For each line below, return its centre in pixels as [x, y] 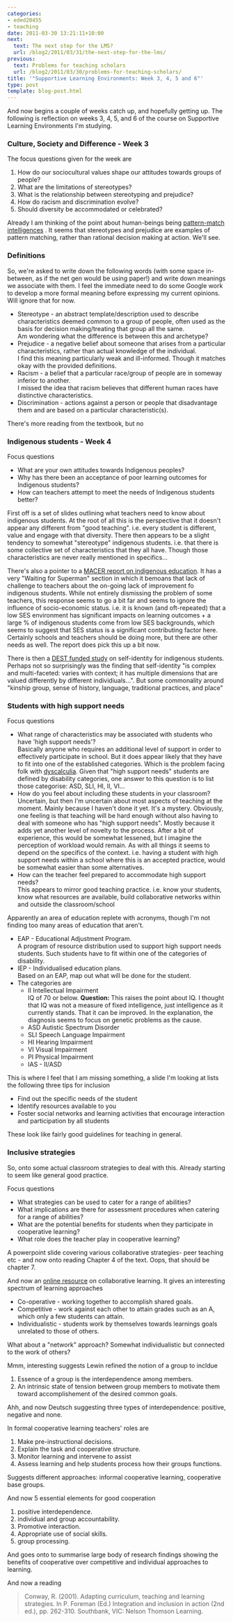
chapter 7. [22, 1267]
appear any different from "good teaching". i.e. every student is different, [112, 528]
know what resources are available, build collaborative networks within [119, 897]
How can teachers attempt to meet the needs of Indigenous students [116, 492]
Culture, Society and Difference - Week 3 [78, 144]
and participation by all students [63, 1121]
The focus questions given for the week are [70, 159]
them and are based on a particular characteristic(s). [93, 410]
